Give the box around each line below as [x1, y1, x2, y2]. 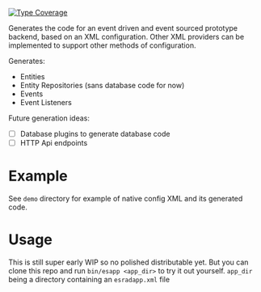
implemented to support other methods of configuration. [8, 40, 196, 50]
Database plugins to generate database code [19, 129, 170, 138]
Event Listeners [19, 98, 73, 107]
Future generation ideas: [8, 113, 91, 123]
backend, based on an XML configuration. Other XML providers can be [8, 32, 245, 41]
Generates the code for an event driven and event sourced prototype [8, 23, 238, 32]
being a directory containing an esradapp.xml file [8, 275, 170, 284]
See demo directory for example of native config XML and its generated [8, 194, 243, 204]
